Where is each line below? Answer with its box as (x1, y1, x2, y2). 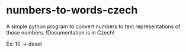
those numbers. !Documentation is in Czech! (6, 29, 115, 36)
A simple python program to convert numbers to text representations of (6, 23, 181, 30)
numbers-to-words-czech (6, 4, 138, 17)
